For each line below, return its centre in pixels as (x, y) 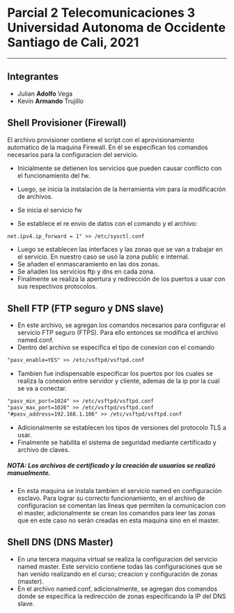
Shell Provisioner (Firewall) (67, 123)
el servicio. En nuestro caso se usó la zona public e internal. (103, 257)
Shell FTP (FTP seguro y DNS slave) (86, 308)
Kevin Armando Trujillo (50, 101)
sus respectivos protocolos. (57, 287)
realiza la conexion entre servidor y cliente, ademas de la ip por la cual (118, 381)
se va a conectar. (42, 388)
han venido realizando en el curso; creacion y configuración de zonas (117, 574)
